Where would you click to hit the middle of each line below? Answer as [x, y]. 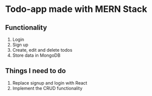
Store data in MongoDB [36, 55]
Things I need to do [36, 71]
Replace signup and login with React [50, 83]
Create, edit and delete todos [42, 50]
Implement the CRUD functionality [47, 88]
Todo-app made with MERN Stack [76, 9]
